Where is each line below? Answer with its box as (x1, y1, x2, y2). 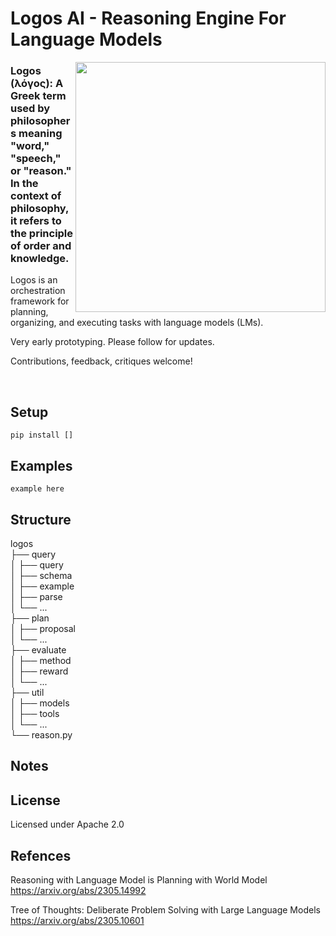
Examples (10, 457, 73, 474)
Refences (10, 847, 72, 864)
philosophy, (10, 202, 69, 216)
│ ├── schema (10, 569, 73, 581)
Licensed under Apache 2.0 (10, 818, 125, 831)
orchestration (10, 285, 66, 297)
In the (10, 177, 39, 191)
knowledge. (10, 252, 70, 266)
